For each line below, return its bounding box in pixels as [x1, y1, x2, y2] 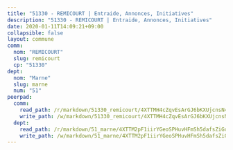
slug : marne [13, 81, 49, 88]
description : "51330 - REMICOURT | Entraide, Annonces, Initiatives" [7, 17, 213, 24]
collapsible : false [7, 29, 64, 37]
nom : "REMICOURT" [13, 49, 64, 56]
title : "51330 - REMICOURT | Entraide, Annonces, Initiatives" [7, 10, 194, 17]
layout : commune [7, 36, 54, 43]
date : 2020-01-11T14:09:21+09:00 [7, 23, 104, 30]
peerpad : [7, 94, 33, 101]
